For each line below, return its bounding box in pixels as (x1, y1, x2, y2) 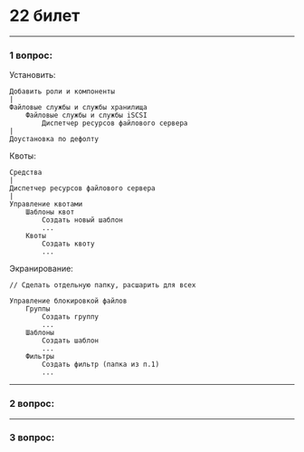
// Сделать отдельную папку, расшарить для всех (9, 281, 196, 290)
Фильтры (25, 352, 54, 361)
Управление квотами (9, 200, 83, 209)
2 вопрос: (9, 398, 55, 410)
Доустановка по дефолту (9, 135, 100, 144)
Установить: (9, 70, 56, 81)
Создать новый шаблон (42, 216, 124, 225)
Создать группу (42, 313, 100, 322)
